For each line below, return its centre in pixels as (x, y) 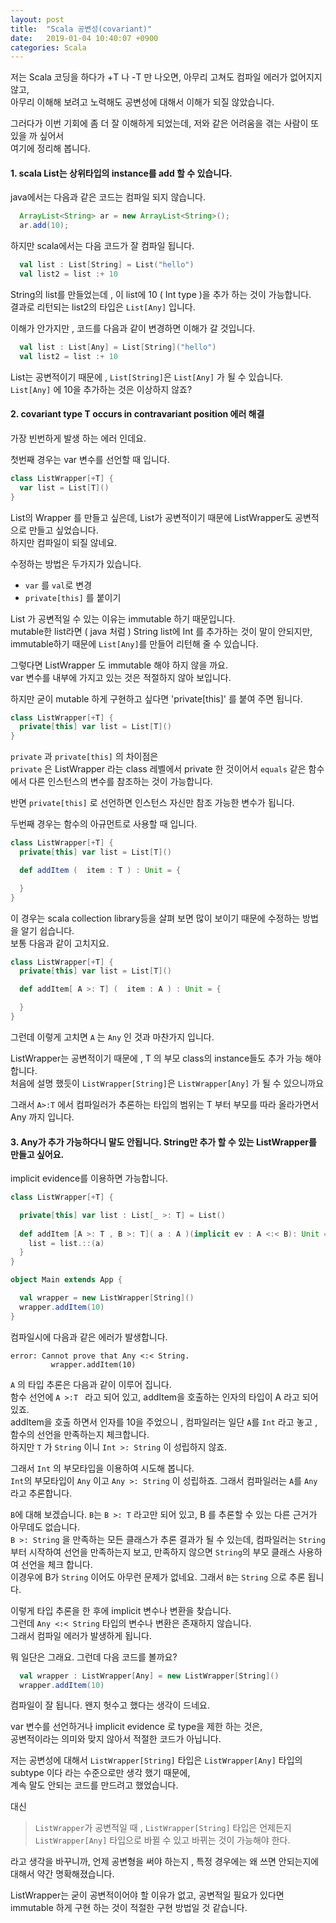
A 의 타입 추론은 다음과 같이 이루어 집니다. (91, 1384)
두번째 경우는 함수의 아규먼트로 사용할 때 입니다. (104, 824)
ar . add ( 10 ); (44, 226)
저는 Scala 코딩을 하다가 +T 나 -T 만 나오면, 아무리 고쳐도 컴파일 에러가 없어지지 (166, 77)
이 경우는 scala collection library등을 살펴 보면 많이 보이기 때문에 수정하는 (155, 918)
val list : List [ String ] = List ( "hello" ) (107, 265)
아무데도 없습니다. (45, 1527)
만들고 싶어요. (37, 1154)
